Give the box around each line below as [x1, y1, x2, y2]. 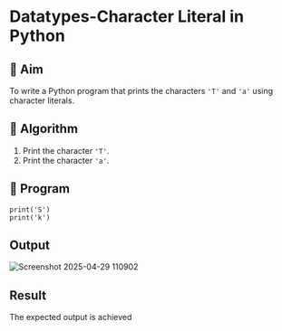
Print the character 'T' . [22, 145, 110, 156]
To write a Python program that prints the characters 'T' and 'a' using [9, 86, 274, 96]
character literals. [9, 95, 75, 106]
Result [9, 288, 47, 303]
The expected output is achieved [9, 312, 132, 323]
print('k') [9, 213, 51, 222]
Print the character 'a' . [22, 155, 110, 165]
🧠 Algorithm [9, 121, 79, 137]
